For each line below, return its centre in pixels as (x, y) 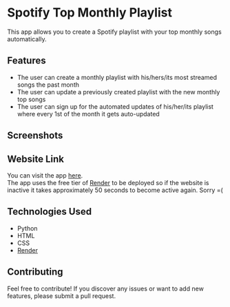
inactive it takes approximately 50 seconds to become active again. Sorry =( (115, 190)
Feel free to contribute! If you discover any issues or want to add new (106, 288)
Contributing (35, 272)
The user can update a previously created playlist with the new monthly (118, 92)
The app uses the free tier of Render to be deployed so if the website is (108, 182)
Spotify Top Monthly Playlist (90, 13)
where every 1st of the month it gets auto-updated (88, 114)
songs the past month (48, 85)
